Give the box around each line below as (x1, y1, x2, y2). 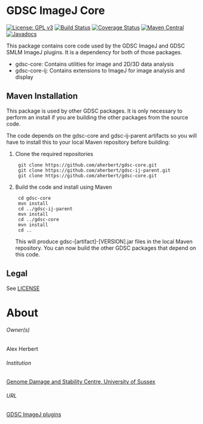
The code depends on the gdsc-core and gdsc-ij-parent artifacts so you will (6, 132, 198, 139)
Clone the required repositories (15, 150, 94, 157)
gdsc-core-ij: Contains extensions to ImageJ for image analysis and (15, 66, 185, 74)
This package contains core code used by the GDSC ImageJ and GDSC (6, 42, 185, 49)
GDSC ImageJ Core (6, 4, 105, 18)
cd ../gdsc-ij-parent (18, 205, 73, 212)
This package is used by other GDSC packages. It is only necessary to (6, 107, 183, 115)
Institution (6, 359, 32, 366)
